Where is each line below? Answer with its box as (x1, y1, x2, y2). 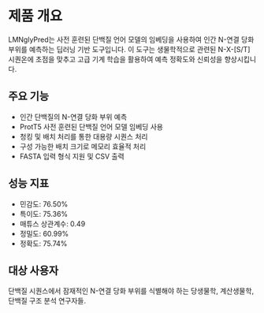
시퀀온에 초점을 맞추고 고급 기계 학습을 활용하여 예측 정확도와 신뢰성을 (8, 54, 223, 64)
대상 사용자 (8, 263, 59, 277)
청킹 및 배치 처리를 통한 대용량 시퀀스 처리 (19, 132, 148, 141)
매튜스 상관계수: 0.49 (19, 218, 86, 229)
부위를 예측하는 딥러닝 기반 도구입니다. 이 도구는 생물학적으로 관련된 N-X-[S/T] (8, 44, 251, 54)
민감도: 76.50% (19, 199, 69, 209)
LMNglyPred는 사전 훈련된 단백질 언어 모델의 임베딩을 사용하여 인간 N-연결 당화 (8, 35, 255, 44)
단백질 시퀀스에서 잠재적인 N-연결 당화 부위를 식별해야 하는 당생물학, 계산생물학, (8, 286, 255, 296)
